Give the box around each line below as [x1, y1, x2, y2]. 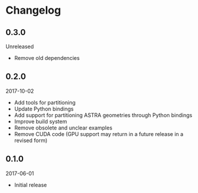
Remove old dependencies [14, 55, 80, 61]
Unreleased [5, 43, 34, 50]
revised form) [14, 137, 48, 144]
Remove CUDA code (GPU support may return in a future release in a [14, 130, 184, 137]
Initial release [14, 181, 47, 188]
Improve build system [14, 118, 67, 125]
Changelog [5, 4, 61, 17]
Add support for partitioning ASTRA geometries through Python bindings [14, 111, 193, 119]
